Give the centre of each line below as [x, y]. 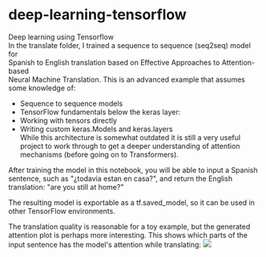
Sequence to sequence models [71, 103]
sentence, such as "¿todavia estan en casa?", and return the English [121, 179]
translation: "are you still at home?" [66, 187]
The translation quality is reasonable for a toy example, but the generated [129, 227]
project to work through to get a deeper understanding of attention [130, 146]
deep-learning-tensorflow [97, 15]
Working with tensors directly [69, 120]
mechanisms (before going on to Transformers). [99, 155]
